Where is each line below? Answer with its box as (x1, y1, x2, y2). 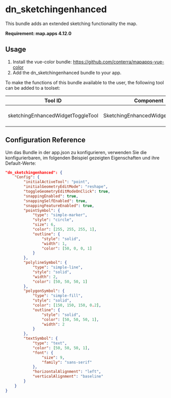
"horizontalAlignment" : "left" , (32, 369, 101, 375)
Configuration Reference (5, 136, 85, 144)
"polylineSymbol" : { (23, 260, 67, 265)
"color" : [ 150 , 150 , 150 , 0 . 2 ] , (32, 303, 101, 308)
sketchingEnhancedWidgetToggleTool (8, 112, 98, 119)
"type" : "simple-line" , (32, 265, 83, 270)
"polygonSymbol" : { (23, 288, 65, 294)
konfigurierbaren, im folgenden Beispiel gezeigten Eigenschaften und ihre (5, 155, 160, 161)
